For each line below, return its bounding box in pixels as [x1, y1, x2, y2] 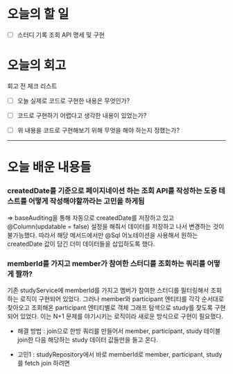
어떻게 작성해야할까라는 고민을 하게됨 [28, 196, 145, 206]
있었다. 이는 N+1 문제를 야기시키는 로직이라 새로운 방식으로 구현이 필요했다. [19, 312, 223, 320]
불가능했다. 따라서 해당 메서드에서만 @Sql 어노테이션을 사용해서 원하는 [7, 230, 198, 239]
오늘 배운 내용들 [7, 160, 92, 176]
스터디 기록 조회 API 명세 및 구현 [17, 31, 105, 39]
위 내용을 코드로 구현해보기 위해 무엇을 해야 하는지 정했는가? [17, 126, 180, 135]
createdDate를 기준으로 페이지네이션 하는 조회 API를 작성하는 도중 [7, 186, 217, 196]
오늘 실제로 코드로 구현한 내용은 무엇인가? [17, 96, 130, 105]
